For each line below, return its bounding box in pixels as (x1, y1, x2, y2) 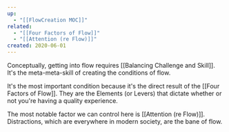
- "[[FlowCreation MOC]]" (13, 17, 88, 23)
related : (7, 23, 32, 30)
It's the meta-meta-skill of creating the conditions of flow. (7, 68, 171, 77)
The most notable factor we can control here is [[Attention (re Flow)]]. (7, 110, 206, 118)
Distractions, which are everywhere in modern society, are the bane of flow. (7, 117, 223, 125)
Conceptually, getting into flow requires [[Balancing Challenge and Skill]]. (7, 62, 215, 69)
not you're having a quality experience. (7, 97, 119, 104)
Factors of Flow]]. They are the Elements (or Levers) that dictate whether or (7, 89, 222, 97)
